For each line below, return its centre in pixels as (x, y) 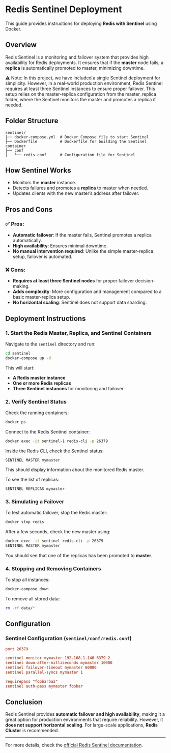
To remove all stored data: (33, 598)
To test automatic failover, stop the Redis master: (56, 513)
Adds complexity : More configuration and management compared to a (87, 292)
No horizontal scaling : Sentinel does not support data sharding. (80, 302)
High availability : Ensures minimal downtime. (60, 246)
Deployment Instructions (46, 318)
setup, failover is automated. (42, 257)
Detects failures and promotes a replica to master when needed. (80, 188)
